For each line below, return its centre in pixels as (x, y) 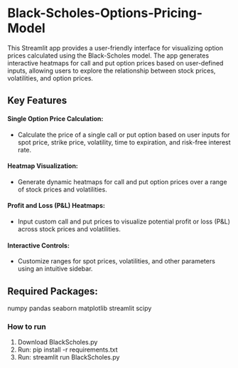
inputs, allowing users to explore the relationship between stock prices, (112, 70)
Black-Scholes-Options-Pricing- (105, 13)
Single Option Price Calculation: (55, 118)
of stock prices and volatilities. (63, 189)
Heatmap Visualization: (43, 166)
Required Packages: (53, 291)
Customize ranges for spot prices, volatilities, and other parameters (116, 261)
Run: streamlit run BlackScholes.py (69, 357)
